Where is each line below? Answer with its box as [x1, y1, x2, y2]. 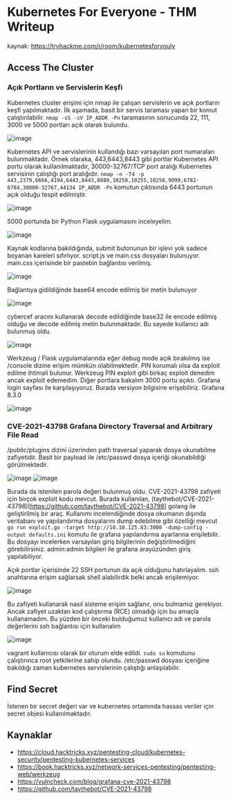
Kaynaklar [7, 729, 53, 741]
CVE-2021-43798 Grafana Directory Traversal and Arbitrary [7, 421, 213, 431]
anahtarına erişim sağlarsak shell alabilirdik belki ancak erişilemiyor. [7, 573, 200, 581]
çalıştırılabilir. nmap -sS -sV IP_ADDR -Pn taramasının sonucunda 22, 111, [7, 113, 210, 121]
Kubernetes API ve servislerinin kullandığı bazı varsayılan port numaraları [7, 147, 215, 156]
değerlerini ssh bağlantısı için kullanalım [7, 621, 121, 630]
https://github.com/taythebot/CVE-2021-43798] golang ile [30, 501, 196, 510]
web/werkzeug [17, 770, 60, 778]
